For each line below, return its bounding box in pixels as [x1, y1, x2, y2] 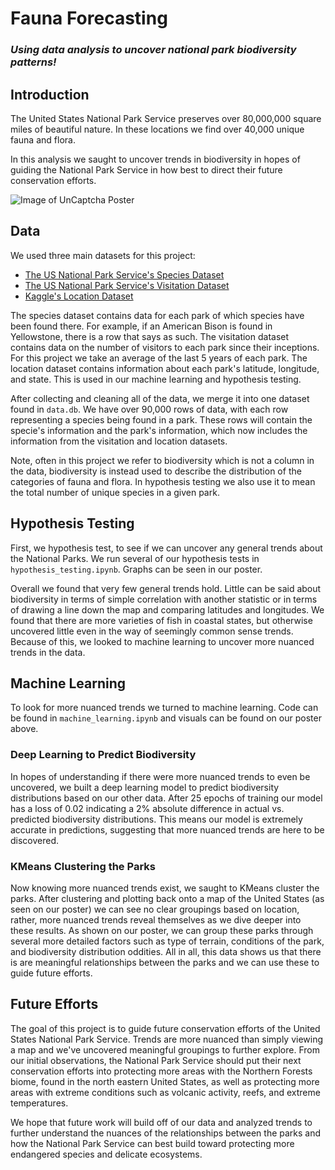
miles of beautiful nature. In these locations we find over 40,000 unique [10, 123, 305, 135]
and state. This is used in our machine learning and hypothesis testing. [10, 373, 302, 385]
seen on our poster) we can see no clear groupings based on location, [10, 903, 300, 915]
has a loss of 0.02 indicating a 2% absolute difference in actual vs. [10, 802, 285, 814]
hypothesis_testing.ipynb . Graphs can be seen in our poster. [10, 563, 263, 575]
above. [10, 723, 39, 735]
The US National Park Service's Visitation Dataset [24, 279, 230, 291]
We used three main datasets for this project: [10, 249, 196, 261]
